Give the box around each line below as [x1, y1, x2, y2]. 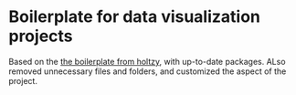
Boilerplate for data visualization [8, 6, 261, 27]
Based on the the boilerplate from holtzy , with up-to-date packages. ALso [8, 56, 286, 67]
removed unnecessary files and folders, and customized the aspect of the [8, 66, 287, 77]
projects [8, 26, 74, 47]
